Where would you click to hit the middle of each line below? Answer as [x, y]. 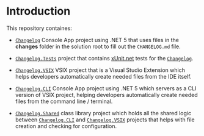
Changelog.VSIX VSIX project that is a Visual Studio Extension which [100, 70]
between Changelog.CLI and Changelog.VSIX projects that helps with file [105, 120]
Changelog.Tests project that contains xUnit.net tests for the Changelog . [104, 58]
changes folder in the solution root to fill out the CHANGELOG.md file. [98, 46]
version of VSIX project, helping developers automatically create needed [107, 95]
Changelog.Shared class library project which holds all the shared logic [103, 113]
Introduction [38, 11]
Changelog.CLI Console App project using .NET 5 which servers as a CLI [106, 88]
